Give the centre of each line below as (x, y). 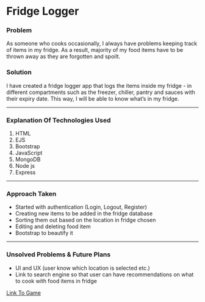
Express (25, 173)
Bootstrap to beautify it (44, 233)
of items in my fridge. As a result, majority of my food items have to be (95, 50)
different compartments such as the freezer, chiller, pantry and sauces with (101, 92)
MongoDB (28, 159)
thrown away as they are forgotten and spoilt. (63, 57)
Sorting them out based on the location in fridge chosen (85, 220)
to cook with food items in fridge (56, 281)
